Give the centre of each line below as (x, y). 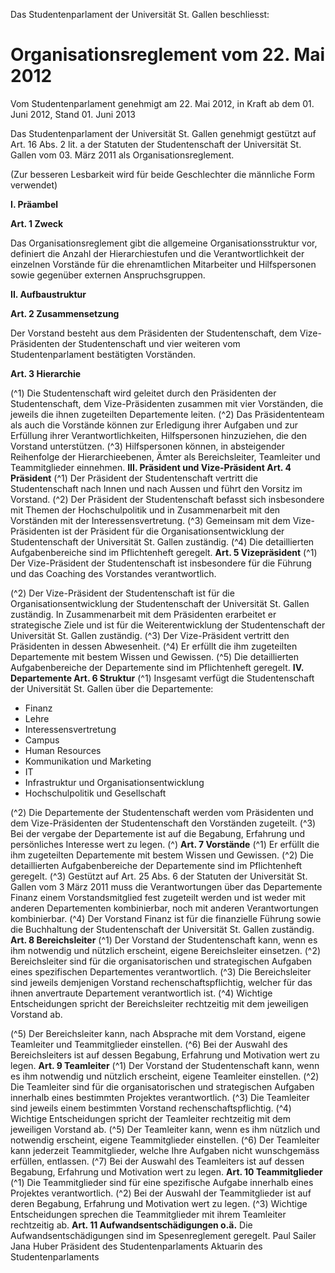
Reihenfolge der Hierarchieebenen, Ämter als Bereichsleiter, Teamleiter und (165, 456)
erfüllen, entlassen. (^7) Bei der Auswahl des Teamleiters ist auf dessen (157, 1161)
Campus (42, 740)
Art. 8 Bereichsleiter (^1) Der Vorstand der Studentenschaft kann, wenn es (164, 940)
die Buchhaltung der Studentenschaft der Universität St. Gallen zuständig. (162, 929)
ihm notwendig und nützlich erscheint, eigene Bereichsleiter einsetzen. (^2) (166, 950)
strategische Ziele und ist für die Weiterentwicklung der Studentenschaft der (168, 625)
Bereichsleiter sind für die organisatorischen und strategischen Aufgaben (161, 961)
